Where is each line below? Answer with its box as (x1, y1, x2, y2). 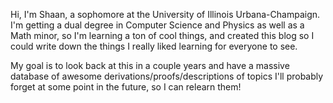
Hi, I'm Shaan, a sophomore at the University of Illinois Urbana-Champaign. (10, 9, 321, 20)
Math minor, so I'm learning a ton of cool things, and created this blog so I (10, 30, 315, 41)
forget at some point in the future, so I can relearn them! (10, 81, 242, 93)
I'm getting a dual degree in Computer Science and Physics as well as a (10, 19, 305, 31)
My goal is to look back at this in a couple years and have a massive (10, 60, 290, 71)
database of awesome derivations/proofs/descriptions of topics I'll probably (10, 70, 324, 82)
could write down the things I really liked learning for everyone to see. (10, 40, 298, 52)
